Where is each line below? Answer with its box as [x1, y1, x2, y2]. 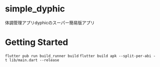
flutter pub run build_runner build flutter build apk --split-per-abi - [5, 54, 156, 58]
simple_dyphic [5, 3, 65, 14]
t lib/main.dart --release [5, 57, 59, 63]
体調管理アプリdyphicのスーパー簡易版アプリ [5, 20, 95, 25]
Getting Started [5, 37, 69, 48]
